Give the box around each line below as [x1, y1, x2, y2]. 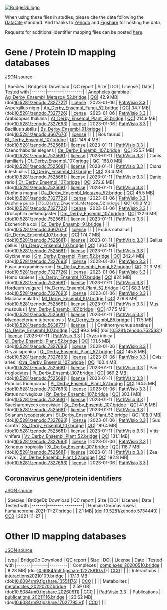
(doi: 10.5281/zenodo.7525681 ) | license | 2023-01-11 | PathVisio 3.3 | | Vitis [5, 428, 159, 434]
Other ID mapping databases [5, 530, 126, 542]
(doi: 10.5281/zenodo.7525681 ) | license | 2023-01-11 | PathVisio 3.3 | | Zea [5, 449, 158, 455]
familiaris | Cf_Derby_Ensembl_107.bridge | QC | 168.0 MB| [5, 158, 123, 164]
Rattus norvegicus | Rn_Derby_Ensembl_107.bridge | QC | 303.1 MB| [5, 391, 142, 397]
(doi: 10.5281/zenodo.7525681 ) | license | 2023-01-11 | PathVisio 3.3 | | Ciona [5, 163, 162, 169]
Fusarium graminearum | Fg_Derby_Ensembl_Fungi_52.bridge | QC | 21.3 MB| [5, 263, 162, 269]
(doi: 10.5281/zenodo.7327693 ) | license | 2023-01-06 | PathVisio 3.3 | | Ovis [5, 354, 162, 360]
